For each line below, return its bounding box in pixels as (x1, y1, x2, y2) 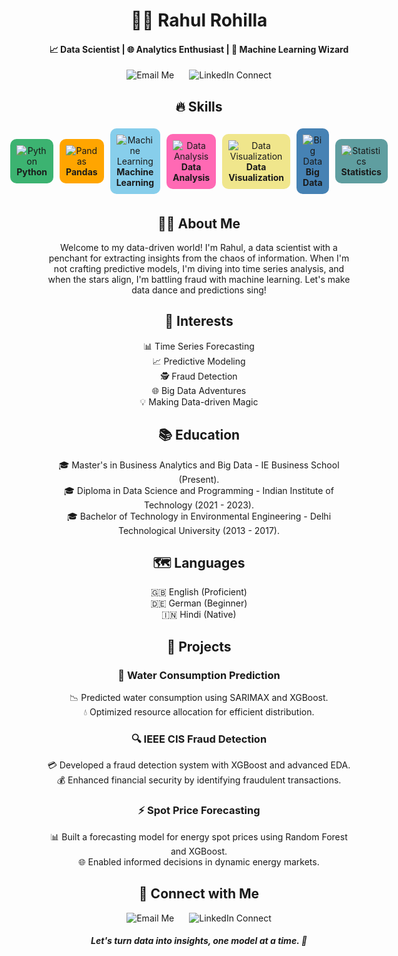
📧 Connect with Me (138, 885, 260, 903)
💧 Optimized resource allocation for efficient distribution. (83, 706, 315, 718)
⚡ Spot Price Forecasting (137, 804, 261, 818)
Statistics (340, 166, 382, 178)
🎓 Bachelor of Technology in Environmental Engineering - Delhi (66, 510, 332, 522)
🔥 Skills (175, 98, 223, 115)
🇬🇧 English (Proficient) (150, 586, 248, 598)
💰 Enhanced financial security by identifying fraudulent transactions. (56, 774, 342, 786)
